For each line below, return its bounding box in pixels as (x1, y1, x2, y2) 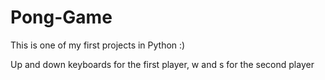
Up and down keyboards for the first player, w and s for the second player (10, 58, 315, 70)
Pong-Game (10, 6, 113, 29)
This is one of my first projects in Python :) (10, 39, 186, 51)
